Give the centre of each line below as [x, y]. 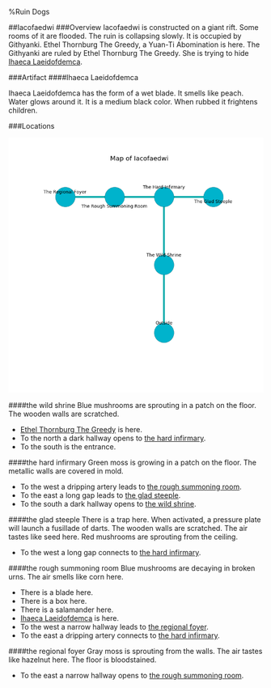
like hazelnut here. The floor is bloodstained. [83, 660]
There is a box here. [53, 601]
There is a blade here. [57, 592]
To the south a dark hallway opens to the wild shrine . [108, 504]
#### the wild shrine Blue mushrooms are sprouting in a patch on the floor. [132, 405]
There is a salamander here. [67, 609]
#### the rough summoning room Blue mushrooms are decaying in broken [132, 568]
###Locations [32, 126]
